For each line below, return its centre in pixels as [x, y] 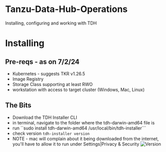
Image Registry [28, 79]
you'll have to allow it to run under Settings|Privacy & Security [76, 144]
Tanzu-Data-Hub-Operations [67, 9]
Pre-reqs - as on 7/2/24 [42, 62]
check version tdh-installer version [51, 133]
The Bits [18, 105]
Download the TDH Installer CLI [45, 117]
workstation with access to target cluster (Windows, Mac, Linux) [79, 89]
